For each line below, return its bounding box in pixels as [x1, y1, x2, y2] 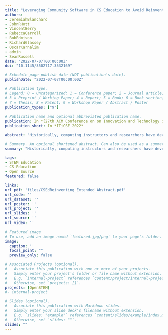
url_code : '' [5, 192, 32, 197]
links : [5, 183, 19, 188]
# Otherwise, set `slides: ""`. [5, 317, 77, 322]
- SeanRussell [5, 54, 35, 59]
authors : [5, 12, 23, 17]
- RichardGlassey [5, 40, 41, 45]
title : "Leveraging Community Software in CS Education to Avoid [5, 7, 144, 13]
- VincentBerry [5, 26, 37, 31]
